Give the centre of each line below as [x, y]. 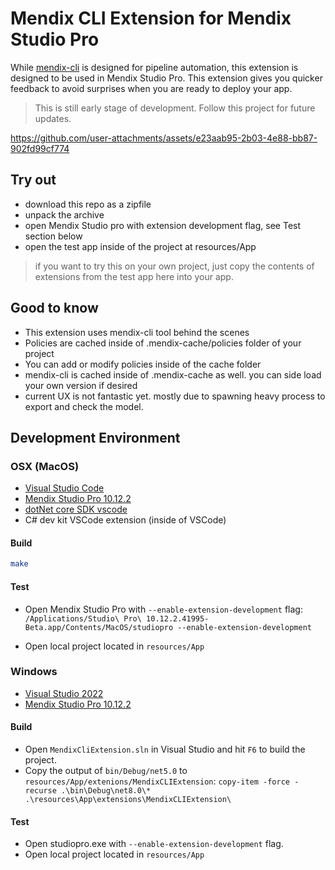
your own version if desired [81, 385]
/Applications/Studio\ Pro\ [83, 618]
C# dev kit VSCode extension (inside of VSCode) [125, 520]
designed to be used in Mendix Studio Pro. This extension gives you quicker [166, 78]
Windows [34, 672]
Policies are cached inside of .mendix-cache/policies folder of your [163, 343]
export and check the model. [84, 406]
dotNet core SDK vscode [76, 509]
